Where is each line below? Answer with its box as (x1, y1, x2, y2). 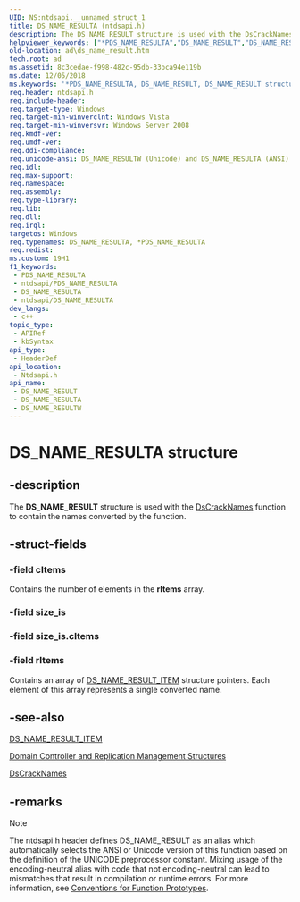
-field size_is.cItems (9, 630, 100, 643)
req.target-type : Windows (9, 105, 105, 114)
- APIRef (12, 329, 46, 338)
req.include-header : (9, 96, 87, 105)
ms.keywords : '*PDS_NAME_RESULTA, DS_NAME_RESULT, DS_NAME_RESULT (9, 80, 262, 89)
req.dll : (9, 212, 42, 222)
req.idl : (9, 163, 42, 172)
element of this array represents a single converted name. (9, 684, 223, 695)
